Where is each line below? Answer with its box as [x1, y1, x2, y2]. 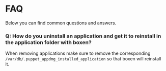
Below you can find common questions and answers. [5, 20, 117, 26]
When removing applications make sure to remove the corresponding [5, 50, 151, 56]
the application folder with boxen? [5, 39, 92, 46]
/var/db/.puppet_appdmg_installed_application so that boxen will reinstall [5, 56, 161, 62]
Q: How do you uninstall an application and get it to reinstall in [5, 32, 161, 40]
